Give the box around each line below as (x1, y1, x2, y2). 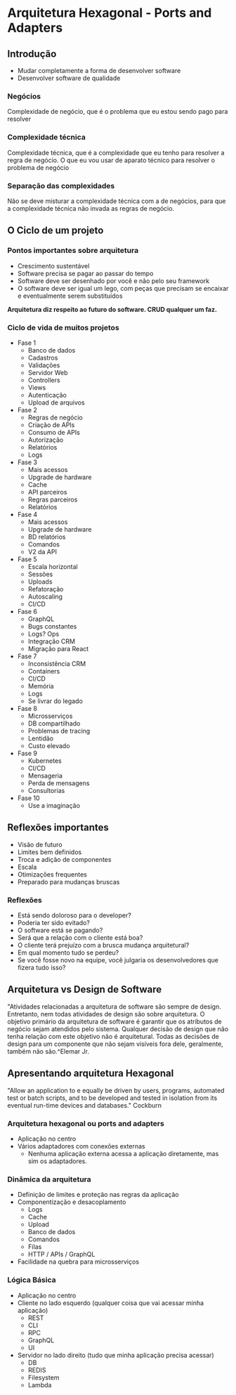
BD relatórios (27, 532, 66, 541)
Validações (27, 360, 60, 369)
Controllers (27, 376, 61, 384)
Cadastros (27, 353, 58, 362)
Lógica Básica (7, 1275, 56, 1285)
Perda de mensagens (27, 778, 90, 787)
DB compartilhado (27, 719, 81, 728)
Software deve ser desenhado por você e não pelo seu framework (17, 276, 209, 285)
